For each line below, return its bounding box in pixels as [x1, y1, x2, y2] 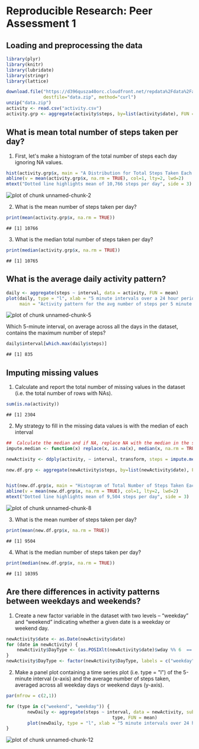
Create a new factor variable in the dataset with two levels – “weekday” [14, 612, 188, 619]
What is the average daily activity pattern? [6, 274, 166, 284]
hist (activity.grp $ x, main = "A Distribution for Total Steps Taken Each [6, 170, 192, 176]
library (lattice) [6, 78, 49, 84]
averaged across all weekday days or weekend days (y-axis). [14, 681, 164, 689]
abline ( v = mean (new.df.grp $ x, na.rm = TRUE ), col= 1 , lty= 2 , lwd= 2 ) [6, 488, 179, 495]
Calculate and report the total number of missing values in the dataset [14, 384, 185, 391]
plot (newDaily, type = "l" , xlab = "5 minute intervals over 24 [27, 720, 190, 726]
